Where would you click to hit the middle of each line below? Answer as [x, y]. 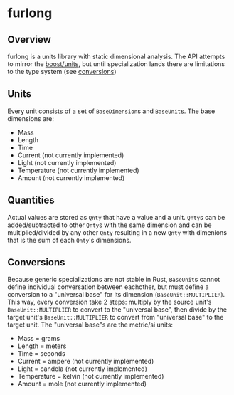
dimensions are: [31, 118]
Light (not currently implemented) [67, 162]
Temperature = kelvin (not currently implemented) [91, 376]
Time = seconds [41, 354]
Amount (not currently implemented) [71, 178]
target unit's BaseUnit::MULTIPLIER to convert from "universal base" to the [116, 317]
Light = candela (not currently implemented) [83, 369]
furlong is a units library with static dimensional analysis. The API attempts [116, 56]
